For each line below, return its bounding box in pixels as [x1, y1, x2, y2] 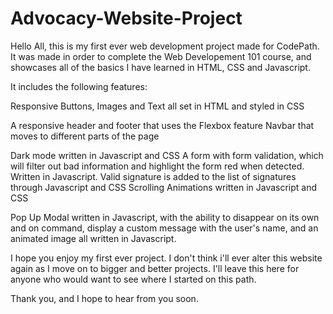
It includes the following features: [10, 80, 148, 92]
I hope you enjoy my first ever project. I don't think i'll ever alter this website [10, 252, 323, 264]
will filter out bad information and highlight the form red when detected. [10, 160, 305, 172]
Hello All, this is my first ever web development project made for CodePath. [10, 40, 320, 52]
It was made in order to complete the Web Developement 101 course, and [10, 50, 312, 62]
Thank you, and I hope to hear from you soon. [10, 292, 199, 304]
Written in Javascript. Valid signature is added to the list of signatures [10, 170, 297, 182]
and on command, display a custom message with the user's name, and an [10, 222, 319, 234]
